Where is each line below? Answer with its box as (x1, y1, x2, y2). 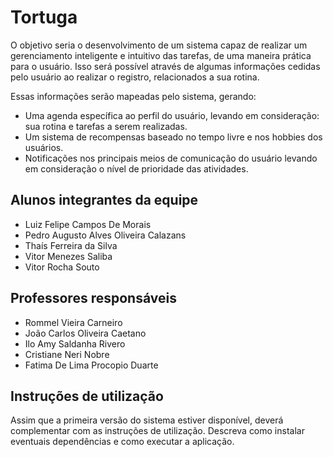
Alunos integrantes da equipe (10, 192, 199, 209)
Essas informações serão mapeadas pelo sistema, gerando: (10, 90, 257, 102)
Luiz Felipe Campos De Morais (24, 218, 152, 230)
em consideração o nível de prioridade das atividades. (24, 162, 249, 175)
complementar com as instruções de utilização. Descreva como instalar (10, 425, 305, 437)
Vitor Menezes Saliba (24, 250, 113, 262)
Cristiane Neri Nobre (24, 348, 110, 360)
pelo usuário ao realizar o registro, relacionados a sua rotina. (10, 71, 260, 83)
